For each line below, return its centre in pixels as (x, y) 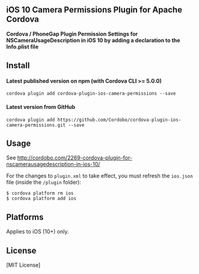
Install (18, 66)
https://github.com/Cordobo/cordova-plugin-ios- (119, 120)
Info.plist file (23, 46)
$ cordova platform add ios (41, 199)
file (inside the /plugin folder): (44, 182)
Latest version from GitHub (41, 107)
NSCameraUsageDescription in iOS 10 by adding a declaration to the (93, 40)
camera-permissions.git (36, 125)
